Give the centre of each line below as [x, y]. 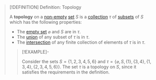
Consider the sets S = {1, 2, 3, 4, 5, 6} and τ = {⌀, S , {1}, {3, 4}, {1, [86, 61]
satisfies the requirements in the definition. [66, 72]
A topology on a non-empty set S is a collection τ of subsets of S [76, 17]
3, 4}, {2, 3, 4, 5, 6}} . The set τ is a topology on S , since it [79, 67]
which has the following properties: [46, 22]
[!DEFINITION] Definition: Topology [45, 7]
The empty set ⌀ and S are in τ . [49, 32]
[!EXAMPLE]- [35, 52]
